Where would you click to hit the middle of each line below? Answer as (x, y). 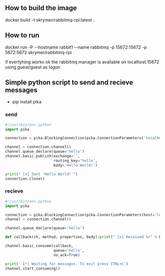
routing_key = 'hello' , (75, 161)
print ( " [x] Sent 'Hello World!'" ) (41, 174)
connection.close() (25, 178)
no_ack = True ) (67, 255)
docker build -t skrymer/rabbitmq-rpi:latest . (50, 20)
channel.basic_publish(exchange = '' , (42, 156)
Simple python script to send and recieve (69, 83)
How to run (22, 36)
